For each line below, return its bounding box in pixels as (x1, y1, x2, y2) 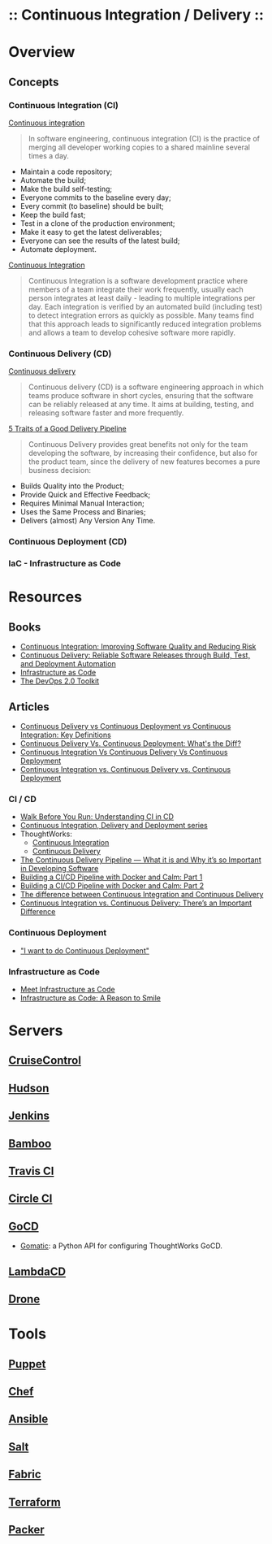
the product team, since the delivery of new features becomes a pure (28, 457, 261, 466)
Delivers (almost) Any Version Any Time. (19, 516, 156, 526)
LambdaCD (8, 1264, 67, 1278)
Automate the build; (19, 176, 87, 185)
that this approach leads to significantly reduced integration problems (28, 319, 262, 329)
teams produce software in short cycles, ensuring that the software (28, 391, 254, 401)
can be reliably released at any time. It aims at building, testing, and (28, 400, 254, 410)
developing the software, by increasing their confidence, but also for (28, 449, 258, 458)
